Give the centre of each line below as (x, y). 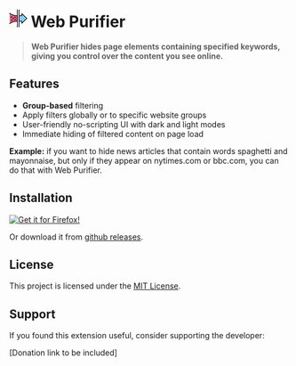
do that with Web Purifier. (56, 170)
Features (34, 84)
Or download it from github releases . (76, 237)
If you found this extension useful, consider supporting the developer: (137, 336)
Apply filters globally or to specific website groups (114, 115)
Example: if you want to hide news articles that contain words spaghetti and (148, 150)
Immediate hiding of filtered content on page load (113, 134)
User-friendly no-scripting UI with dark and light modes (124, 124)
